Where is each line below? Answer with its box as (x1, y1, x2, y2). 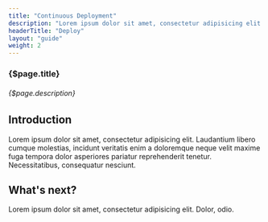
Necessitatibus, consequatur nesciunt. (8, 160, 137, 170)
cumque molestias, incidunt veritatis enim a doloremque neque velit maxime (8, 142, 261, 153)
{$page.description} (8, 88, 76, 97)
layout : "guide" (8, 34, 63, 43)
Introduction (8, 113, 72, 127)
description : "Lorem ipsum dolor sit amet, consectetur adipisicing (8, 19, 243, 27)
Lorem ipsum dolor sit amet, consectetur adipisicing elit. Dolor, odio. (8, 204, 235, 214)
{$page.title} (8, 68, 60, 80)
